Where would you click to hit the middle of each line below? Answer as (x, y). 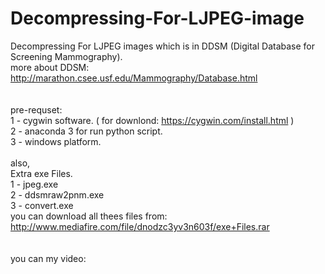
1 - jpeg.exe (34, 184)
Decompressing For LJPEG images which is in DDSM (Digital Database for (163, 46)
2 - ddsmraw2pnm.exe (57, 194)
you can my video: (48, 258)
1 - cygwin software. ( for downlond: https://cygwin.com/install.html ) (152, 120)
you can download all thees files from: (89, 216)
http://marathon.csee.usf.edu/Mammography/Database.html (134, 78)
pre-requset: (36, 109)
